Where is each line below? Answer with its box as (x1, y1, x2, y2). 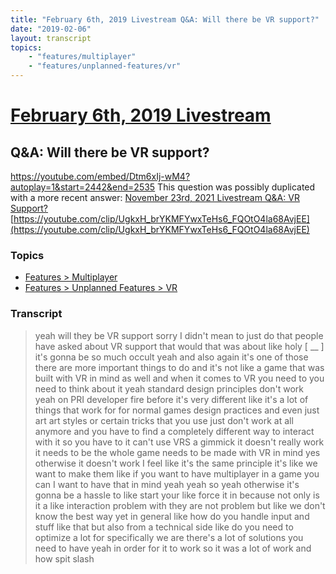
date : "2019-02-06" (10, 24, 92, 34)
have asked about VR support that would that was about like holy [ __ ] (34, 340, 325, 352)
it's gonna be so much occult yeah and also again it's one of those (34, 351, 309, 363)
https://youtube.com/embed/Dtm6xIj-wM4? (10, 171, 191, 182)
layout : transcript (10, 33, 92, 43)
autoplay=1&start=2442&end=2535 (10, 181, 156, 193)
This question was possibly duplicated (157, 181, 316, 193)
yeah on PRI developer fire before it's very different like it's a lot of (34, 393, 309, 405)
